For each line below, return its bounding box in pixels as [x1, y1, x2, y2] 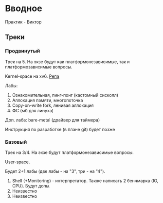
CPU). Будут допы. [12, 183, 51, 188]
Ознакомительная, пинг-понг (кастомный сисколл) [12, 92, 118, 98]
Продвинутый [5, 48, 40, 54]
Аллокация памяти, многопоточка [12, 97, 83, 103]
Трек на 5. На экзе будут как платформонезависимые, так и [5, 59, 130, 65]
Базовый [5, 138, 27, 145]
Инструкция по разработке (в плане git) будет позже [5, 126, 115, 132]
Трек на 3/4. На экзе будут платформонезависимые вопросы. [5, 149, 134, 155]
